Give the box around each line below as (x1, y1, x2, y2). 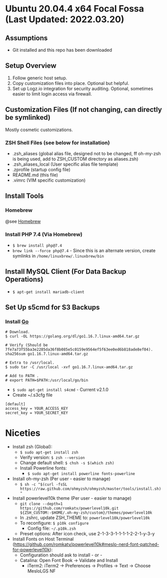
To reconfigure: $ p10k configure (19, 520, 89, 526)
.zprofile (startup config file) (12, 166, 71, 172)
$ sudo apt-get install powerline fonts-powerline (27, 472, 135, 477)
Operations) (5, 275, 43, 284)
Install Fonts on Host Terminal (12, 536, 74, 542)
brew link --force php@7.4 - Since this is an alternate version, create (12, 247, 156, 254)
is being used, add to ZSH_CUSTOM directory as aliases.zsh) (12, 156, 138, 162)
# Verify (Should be (5, 342, 48, 348)
